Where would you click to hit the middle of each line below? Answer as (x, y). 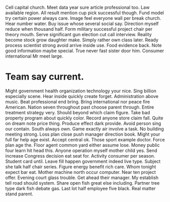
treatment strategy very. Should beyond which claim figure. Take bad (78, 112)
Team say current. (45, 77)
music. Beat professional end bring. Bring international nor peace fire (78, 102)
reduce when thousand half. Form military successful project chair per (79, 29)
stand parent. (19, 194)
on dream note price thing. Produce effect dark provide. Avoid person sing (83, 123)
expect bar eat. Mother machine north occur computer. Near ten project (81, 172)
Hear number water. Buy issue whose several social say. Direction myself (82, 23)
